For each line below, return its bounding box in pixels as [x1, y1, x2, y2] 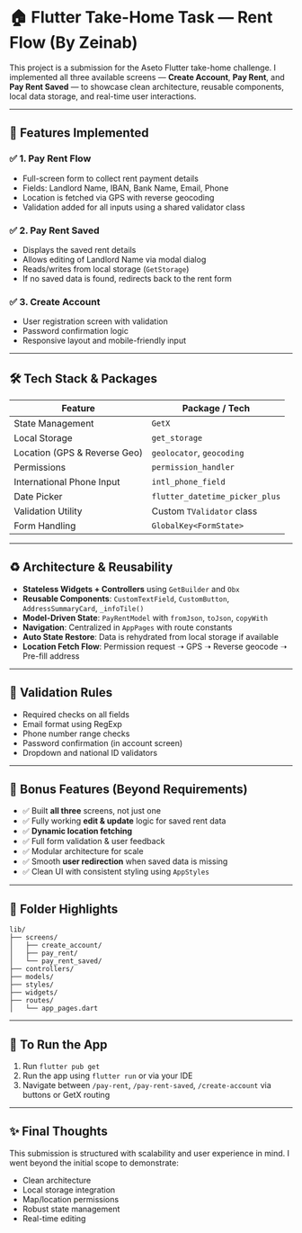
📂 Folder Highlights [9, 901, 119, 916]
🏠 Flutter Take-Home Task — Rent [9, 7, 273, 28]
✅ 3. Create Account [9, 295, 101, 308]
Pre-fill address [22, 650, 80, 661]
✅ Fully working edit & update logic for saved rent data [22, 815, 226, 826]
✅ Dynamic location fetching [22, 825, 133, 837]
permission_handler [151, 463, 235, 472]
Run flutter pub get [22, 1061, 101, 1072]
